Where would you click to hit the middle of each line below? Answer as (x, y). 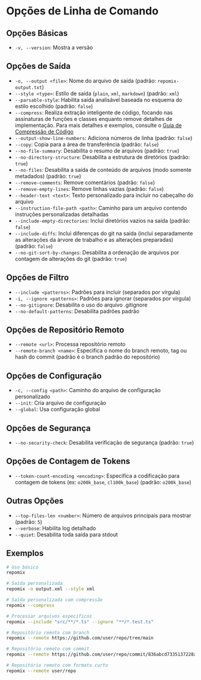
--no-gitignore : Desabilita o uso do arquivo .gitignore (81, 305)
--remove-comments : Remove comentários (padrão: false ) (85, 182)
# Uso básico (22, 567)
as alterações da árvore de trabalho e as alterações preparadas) (94, 239)
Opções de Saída (38, 66)
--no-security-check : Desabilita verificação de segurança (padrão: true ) (104, 443)
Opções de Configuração (54, 376)
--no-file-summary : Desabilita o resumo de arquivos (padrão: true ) (97, 150)
